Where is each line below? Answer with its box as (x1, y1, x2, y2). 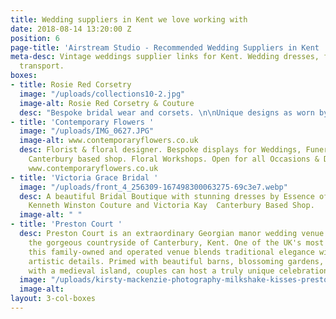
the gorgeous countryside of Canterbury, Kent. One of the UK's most (28, 237, 325, 248)
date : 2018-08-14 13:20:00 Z (10, 24, 132, 34)
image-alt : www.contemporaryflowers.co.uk (19, 136, 199, 146)
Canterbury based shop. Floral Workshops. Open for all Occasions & (28, 154, 320, 164)
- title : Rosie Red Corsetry (10, 80, 132, 90)
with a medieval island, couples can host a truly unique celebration (28, 266, 329, 276)
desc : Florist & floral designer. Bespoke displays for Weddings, (19, 145, 302, 155)
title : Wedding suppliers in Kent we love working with (10, 14, 248, 25)
